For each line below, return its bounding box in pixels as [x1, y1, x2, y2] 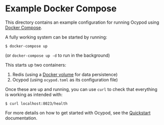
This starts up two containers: [5, 62, 66, 68]
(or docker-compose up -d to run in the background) [5, 52, 110, 58]
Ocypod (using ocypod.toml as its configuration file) [12, 77, 118, 83]
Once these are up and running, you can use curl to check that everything [5, 86, 158, 92]
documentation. [5, 115, 38, 121]
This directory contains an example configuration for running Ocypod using [5, 19, 160, 25]
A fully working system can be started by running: [5, 34, 107, 40]
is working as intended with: [5, 91, 63, 97]
